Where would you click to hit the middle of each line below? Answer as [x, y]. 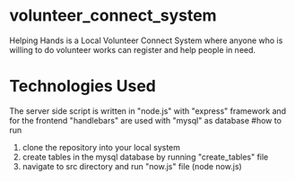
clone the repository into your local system [101, 147]
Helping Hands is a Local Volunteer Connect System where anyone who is [146, 40]
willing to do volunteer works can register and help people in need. [133, 49]
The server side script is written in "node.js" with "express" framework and [148, 111]
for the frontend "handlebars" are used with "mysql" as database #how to [146, 120]
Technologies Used [83, 86]
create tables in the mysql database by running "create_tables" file [145, 157]
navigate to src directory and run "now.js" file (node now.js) [132, 166]
